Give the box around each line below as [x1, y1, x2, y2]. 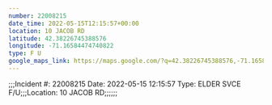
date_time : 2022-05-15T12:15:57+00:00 [8, 19, 139, 27]
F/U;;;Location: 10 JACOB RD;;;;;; [8, 87, 118, 97]
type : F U [8, 49, 42, 57]
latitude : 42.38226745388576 [8, 34, 107, 43]
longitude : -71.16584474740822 [8, 42, 114, 50]
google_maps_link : [8, 57, 70, 65]
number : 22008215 [8, 11, 67, 20]
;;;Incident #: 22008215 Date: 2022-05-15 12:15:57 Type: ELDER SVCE [8, 78, 241, 89]
